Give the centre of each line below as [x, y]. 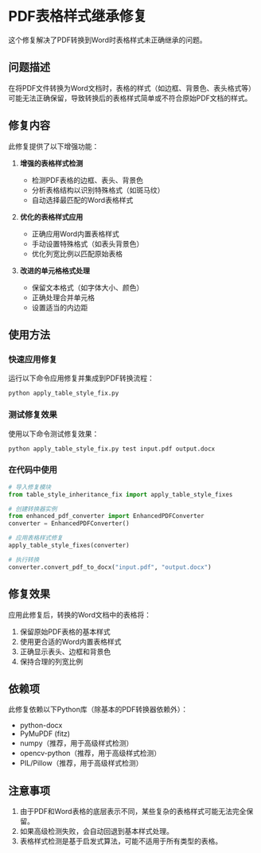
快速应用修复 [33, 359]
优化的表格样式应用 [51, 216]
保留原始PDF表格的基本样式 [65, 631]
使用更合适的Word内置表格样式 [70, 641]
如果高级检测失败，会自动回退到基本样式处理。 [96, 832]
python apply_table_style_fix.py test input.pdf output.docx [112, 449]
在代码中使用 [33, 470]
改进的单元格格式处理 [55, 271]
